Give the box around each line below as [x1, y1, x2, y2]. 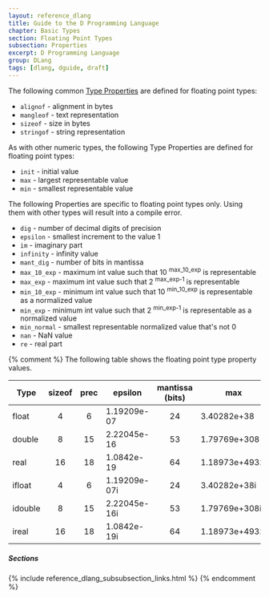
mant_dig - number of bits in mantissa [19, 257, 144, 267]
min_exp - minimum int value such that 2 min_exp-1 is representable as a [19, 304, 252, 315]
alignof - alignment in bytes [19, 101, 114, 111]
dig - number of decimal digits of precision [19, 223, 162, 232]
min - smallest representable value [19, 184, 134, 193]
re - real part [19, 339, 62, 349]
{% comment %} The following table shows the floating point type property [8, 354, 257, 365]
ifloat [12, 480, 32, 491]
